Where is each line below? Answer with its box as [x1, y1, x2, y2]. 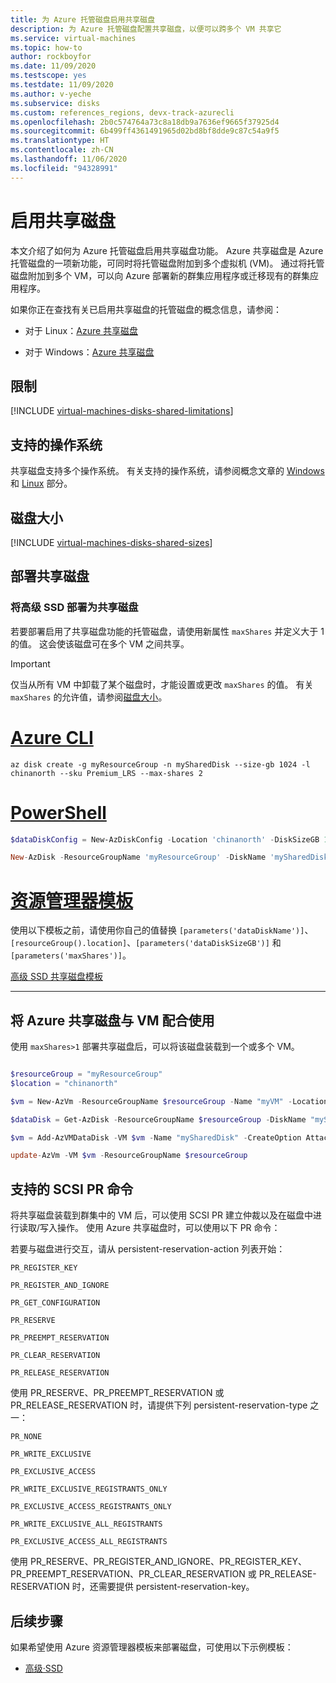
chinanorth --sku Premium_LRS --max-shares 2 [10, 768, 203, 778]
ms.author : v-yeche [10, 89, 92, 99]
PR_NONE [10, 1432, 43, 1442]
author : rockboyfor [10, 52, 92, 62]
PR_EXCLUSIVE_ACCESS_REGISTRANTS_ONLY [10, 1502, 172, 1512]
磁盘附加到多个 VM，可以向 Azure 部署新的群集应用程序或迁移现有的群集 [10, 269, 310, 281]
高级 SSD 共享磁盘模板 [10, 971, 103, 983]
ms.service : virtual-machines [10, 33, 137, 43]
